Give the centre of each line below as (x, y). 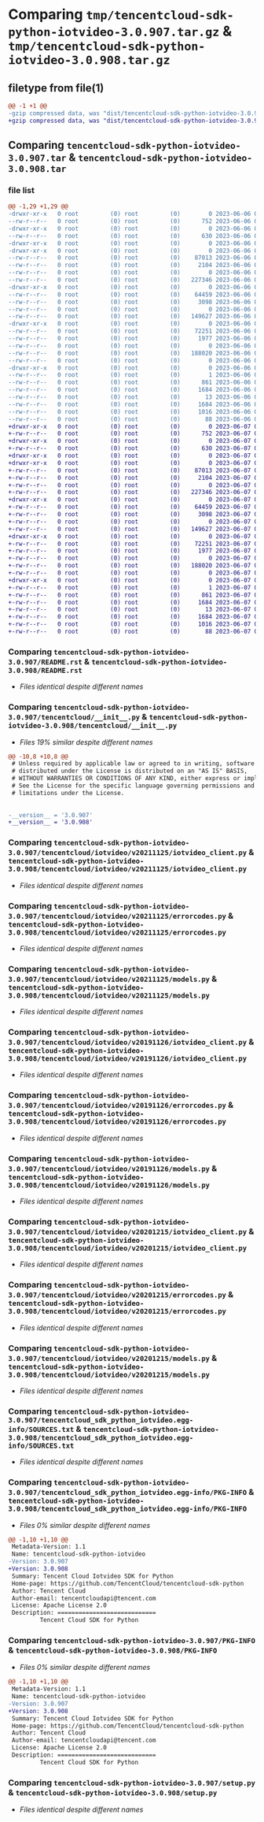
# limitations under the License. (68, 793)
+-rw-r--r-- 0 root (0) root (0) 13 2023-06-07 (130, 610)
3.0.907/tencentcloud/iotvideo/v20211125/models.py (109, 979)
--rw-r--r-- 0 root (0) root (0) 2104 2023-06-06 (130, 266)
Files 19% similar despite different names (86, 742)
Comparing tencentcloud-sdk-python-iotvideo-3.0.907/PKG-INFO (132, 1640)
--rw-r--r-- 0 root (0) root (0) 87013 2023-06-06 (130, 258)
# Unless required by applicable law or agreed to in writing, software (133, 764)
